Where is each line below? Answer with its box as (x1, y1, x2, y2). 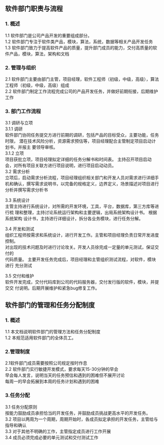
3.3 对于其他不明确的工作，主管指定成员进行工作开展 (5, 428, 111, 434)
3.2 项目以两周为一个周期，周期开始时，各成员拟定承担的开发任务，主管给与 (5, 416, 158, 422)
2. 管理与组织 (5, 64, 36, 71)
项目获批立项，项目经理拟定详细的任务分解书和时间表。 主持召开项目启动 (5, 157, 152, 162)
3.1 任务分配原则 (5, 404, 38, 410)
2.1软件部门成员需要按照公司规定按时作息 (5, 360, 88, 366)
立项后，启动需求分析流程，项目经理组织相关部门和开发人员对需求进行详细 (5, 175, 155, 181)
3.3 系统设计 (5, 197, 30, 203)
